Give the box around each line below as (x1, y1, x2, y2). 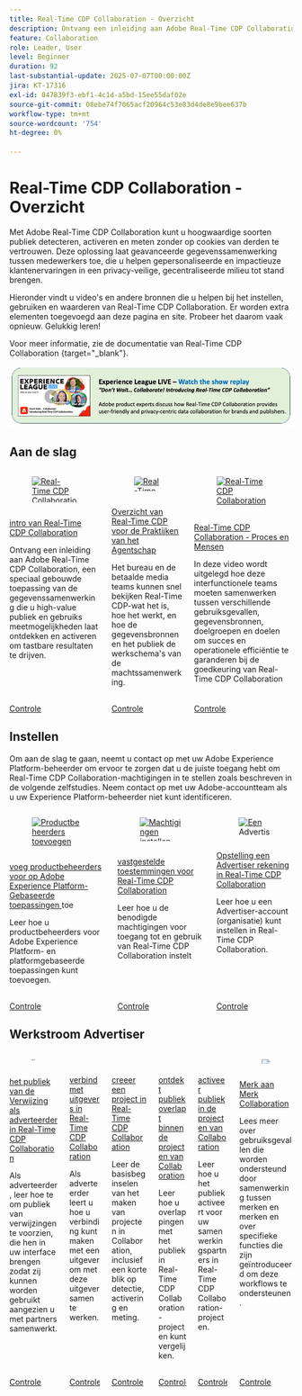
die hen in (9, 1237, 47, 1247)
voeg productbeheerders (9, 860, 102, 872)
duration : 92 (9, 62, 58, 71)
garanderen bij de (193, 653, 260, 665)
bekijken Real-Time (111, 590, 182, 601)
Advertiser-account (216, 905, 289, 916)
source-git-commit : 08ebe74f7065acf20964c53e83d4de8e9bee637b (9, 100, 247, 109)
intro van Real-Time (9, 518, 83, 528)
